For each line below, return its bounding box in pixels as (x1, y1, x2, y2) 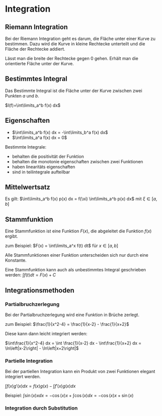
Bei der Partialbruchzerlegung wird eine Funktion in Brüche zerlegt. (5, 312, 140, 318)
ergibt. (5, 233, 18, 239)
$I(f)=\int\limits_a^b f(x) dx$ (5, 102, 61, 108)
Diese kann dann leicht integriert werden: (5, 330, 88, 337)
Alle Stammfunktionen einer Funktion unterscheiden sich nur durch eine (5, 252, 149, 258)
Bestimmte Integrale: (5, 144, 47, 150)
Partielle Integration (5, 357, 53, 364)
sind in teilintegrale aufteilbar (12, 169, 70, 175)
